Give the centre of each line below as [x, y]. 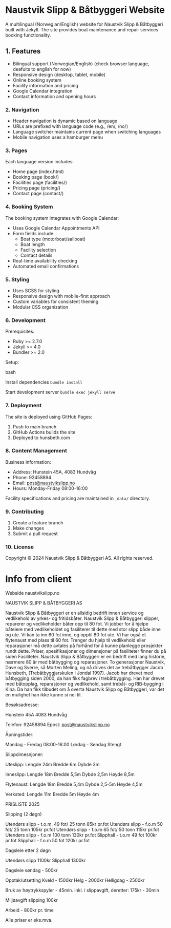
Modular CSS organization [40, 307]
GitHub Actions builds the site [44, 432]
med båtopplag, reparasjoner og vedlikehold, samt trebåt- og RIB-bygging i [84, 684]
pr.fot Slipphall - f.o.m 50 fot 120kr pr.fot [48, 841]
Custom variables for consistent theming [56, 301]
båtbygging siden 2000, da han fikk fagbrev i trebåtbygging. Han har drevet [85, 678]
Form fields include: [34, 233]
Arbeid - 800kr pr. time [29, 910]
